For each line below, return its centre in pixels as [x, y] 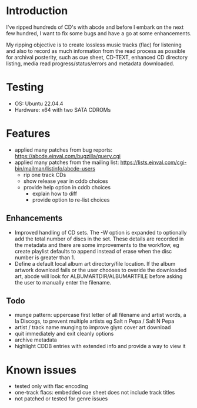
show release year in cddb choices [66, 181]
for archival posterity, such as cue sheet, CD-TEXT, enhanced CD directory [97, 57]
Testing [25, 87]
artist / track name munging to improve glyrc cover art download [93, 327]
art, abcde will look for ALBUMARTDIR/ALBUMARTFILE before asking [98, 276]
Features [28, 134]
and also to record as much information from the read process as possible [96, 51]
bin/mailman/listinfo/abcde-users [55, 168]
